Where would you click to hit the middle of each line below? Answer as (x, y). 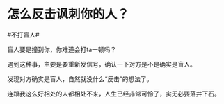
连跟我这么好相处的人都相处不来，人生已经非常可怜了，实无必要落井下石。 (114, 94)
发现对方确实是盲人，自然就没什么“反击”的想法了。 (80, 79)
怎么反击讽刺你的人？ (69, 14)
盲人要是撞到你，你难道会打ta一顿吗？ (62, 49)
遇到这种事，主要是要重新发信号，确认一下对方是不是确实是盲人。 (102, 64)
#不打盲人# (23, 35)
